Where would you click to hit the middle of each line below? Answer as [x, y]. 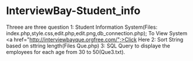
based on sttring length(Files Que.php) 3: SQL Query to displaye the [88, 46]
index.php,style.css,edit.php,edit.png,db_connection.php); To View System [97, 33]
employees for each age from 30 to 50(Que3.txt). [66, 52]
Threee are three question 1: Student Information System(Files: [82, 27]
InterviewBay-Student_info [73, 11]
